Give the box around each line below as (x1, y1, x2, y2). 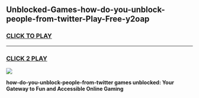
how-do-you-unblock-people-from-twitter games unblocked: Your (6, 78, 175, 86)
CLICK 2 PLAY (6, 54, 47, 62)
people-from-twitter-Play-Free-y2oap (6, 14, 150, 24)
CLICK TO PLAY (6, 32, 52, 40)
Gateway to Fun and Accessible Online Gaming (6, 85, 124, 92)
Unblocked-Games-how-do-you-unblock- (6, 5, 165, 15)
